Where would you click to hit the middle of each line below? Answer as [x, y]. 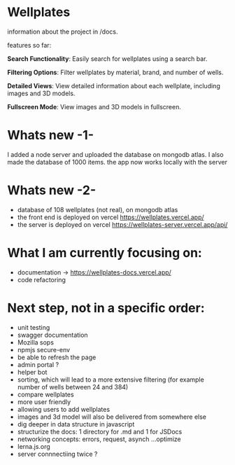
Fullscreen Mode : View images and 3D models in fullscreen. [94, 106]
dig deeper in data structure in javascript [76, 424]
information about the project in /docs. [63, 32]
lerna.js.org [34, 446]
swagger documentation [53, 335]
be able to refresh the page [57, 357]
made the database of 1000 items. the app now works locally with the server [117, 162]
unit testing [34, 327]
